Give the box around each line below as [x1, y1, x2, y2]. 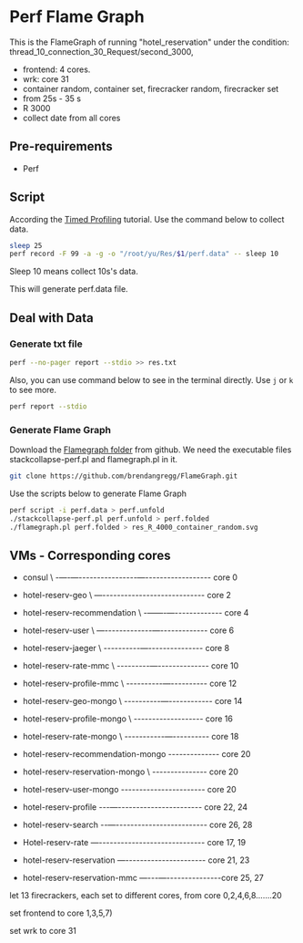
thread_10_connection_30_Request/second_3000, [9, 46, 194, 57]
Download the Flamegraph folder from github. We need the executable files [9, 444, 292, 455]
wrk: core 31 [22, 73, 70, 84]
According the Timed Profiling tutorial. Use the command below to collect [9, 213, 285, 224]
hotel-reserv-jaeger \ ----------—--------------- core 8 [22, 643, 230, 654]
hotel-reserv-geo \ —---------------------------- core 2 [22, 590, 232, 601]
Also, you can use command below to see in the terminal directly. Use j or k [9, 374, 294, 385]
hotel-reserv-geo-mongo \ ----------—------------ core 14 [22, 696, 243, 707]
